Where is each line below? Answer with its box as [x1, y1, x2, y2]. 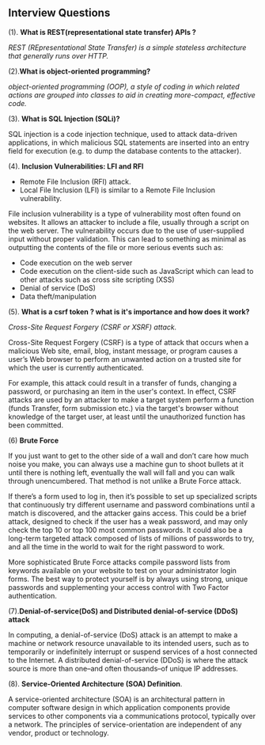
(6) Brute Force [8, 435, 59, 445]
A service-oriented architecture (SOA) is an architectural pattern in [8, 694, 225, 704]
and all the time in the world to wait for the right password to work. [8, 542, 225, 551]
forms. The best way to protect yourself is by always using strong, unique [8, 574, 248, 583]
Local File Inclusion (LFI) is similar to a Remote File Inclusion [19, 185, 216, 195]
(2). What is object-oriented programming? [8, 67, 151, 76]
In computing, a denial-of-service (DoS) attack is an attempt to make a [8, 629, 238, 640]
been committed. [8, 420, 64, 430]
